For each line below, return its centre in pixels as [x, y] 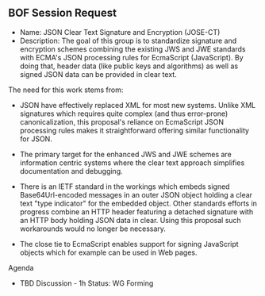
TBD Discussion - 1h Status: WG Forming [86, 283]
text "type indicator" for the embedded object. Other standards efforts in [138, 203]
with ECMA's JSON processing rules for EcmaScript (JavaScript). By [131, 57]
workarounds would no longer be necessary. [93, 229]
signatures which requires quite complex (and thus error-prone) [124, 113]
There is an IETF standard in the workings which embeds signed [125, 186]
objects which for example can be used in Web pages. [108, 252]
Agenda [21, 267]
